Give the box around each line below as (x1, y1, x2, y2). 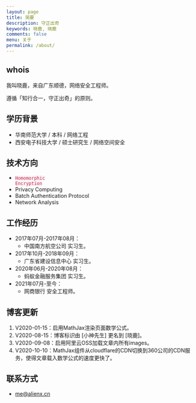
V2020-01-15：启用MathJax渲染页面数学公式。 (14, 324, 132, 331)
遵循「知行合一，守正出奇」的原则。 (6, 94, 96, 101)
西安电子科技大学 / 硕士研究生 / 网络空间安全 (14, 138, 125, 145)
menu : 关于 (6, 37, 32, 43)
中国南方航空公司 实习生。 (23, 243, 89, 250)
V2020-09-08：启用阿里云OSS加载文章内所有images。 (14, 339, 153, 346)
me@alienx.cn (14, 390, 51, 397)
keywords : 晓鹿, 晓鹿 (6, 25, 57, 32)
